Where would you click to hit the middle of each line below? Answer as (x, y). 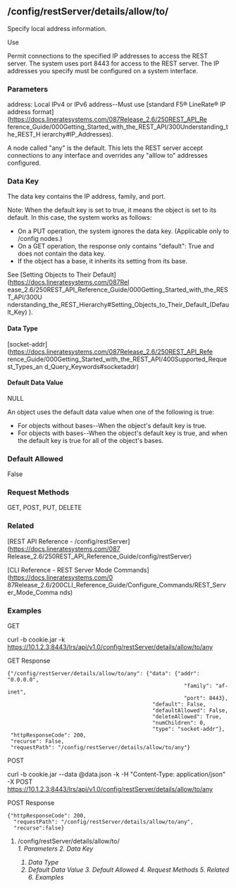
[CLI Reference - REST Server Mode (60, 570)
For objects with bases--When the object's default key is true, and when (122, 433)
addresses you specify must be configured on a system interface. (103, 70)
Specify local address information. (57, 28)
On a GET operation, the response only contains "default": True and (116, 246)
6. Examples (46, 877)
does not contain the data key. (61, 254)
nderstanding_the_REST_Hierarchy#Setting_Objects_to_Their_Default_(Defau (118, 305)
